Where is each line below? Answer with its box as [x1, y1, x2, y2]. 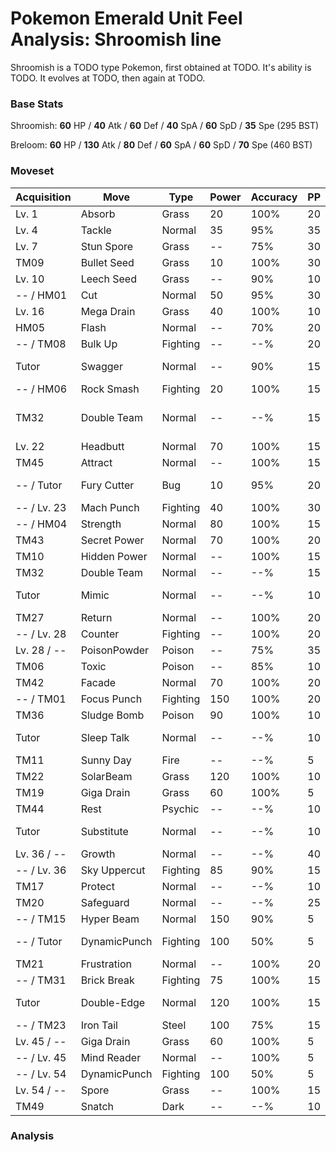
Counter [80, 627, 120, 641]
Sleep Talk [80, 730, 130, 744]
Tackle [80, 223, 112, 237]
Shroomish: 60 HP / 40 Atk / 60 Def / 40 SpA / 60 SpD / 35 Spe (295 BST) [10, 120, 320, 132]
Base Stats [10, 97, 64, 111]
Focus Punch [80, 692, 143, 706]
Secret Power [80, 533, 145, 547]
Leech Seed [80, 272, 137, 286]
